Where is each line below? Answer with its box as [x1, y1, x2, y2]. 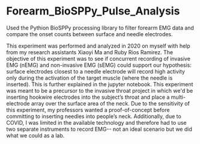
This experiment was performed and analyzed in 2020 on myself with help [6, 42, 190, 49]
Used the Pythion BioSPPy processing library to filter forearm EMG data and [6, 24, 194, 31]
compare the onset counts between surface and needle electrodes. [6, 30, 173, 37]
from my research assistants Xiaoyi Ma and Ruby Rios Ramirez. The [6, 48, 174, 55]
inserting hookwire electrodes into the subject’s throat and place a [6, 93, 170, 101]
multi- [171, 93, 186, 101]
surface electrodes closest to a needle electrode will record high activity [6, 67, 185, 75]
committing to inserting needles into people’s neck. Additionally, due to [6, 113, 181, 120]
